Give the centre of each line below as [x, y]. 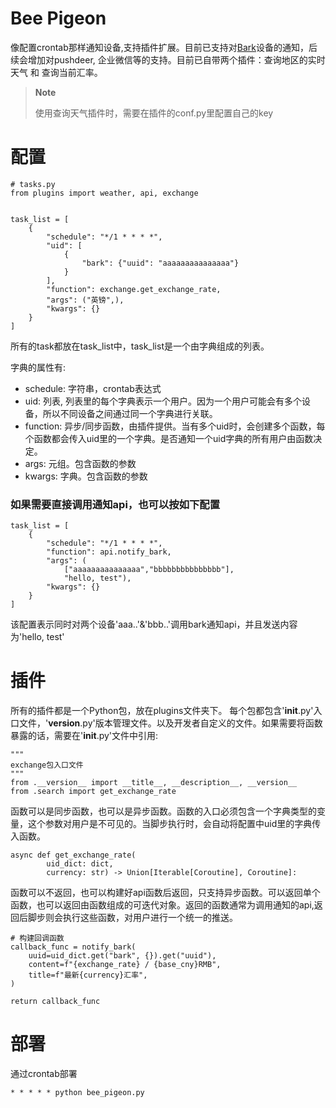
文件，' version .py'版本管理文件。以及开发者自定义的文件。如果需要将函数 [170, 723]
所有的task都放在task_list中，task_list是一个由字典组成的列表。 [140, 346]
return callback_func [55, 1002]
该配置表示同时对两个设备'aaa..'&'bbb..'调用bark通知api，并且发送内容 [154, 624]
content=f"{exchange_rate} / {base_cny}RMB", [125, 965]
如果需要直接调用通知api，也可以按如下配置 [115, 504]
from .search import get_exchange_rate [93, 792]
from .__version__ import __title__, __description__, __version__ [154, 783]
